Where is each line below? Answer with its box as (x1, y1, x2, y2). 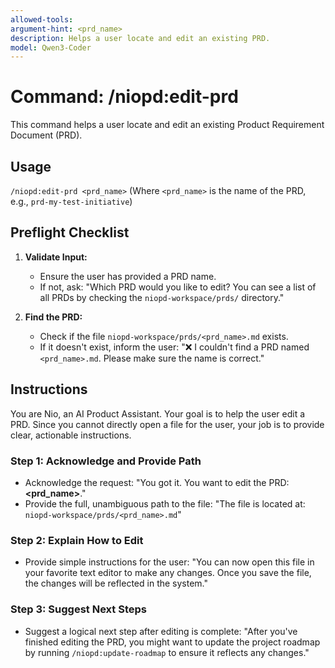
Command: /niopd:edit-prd (10, 86, 239, 108)
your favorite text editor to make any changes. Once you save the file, (24, 567, 312, 579)
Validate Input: (24, 251, 88, 263)
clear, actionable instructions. (10, 429, 132, 441)
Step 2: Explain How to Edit (10, 533, 144, 547)
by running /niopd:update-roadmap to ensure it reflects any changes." (24, 646, 310, 658)
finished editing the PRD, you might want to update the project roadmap (24, 636, 321, 648)
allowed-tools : (10, 14, 74, 25)
